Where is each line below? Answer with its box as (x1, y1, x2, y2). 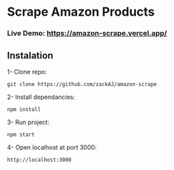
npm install (7, 106, 41, 113)
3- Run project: (7, 117, 50, 126)
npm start (7, 131, 35, 138)
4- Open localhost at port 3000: (7, 143, 97, 151)
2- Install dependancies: (7, 93, 75, 101)
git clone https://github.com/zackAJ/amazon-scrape (7, 81, 157, 87)
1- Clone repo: (7, 68, 47, 76)
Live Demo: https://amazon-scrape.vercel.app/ (7, 29, 167, 38)
